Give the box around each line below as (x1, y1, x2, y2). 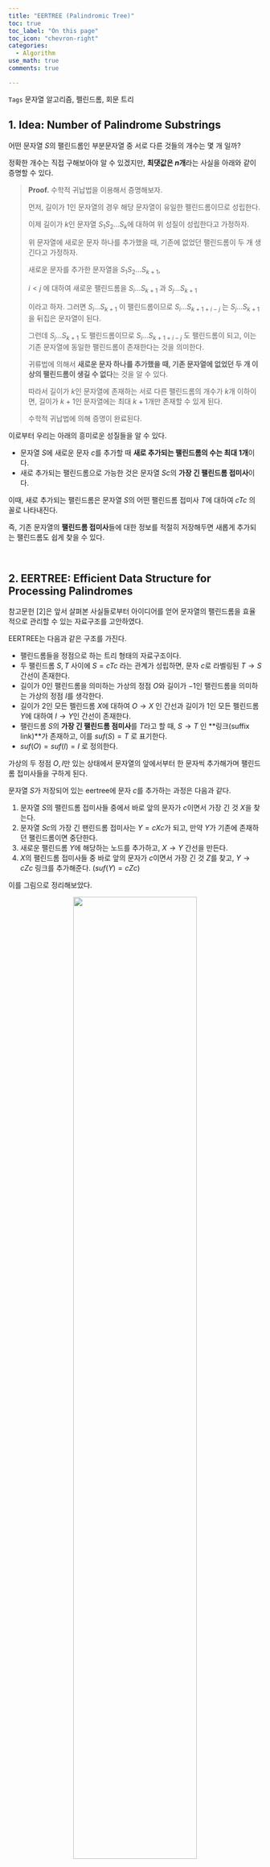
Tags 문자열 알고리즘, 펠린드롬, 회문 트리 (8, 94, 134, 104)
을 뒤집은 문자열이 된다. (27, 313, 102, 323)
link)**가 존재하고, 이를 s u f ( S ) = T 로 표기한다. (19, 731, 167, 741)
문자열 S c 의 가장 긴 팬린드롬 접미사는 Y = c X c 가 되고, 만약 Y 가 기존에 (19, 823, 238, 833)
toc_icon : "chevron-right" (8, 34, 99, 43)
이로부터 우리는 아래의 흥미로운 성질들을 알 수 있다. (8, 430, 167, 440)
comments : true (8, 64, 59, 72)
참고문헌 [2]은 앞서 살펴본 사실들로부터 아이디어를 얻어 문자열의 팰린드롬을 (8, 606, 241, 616)
